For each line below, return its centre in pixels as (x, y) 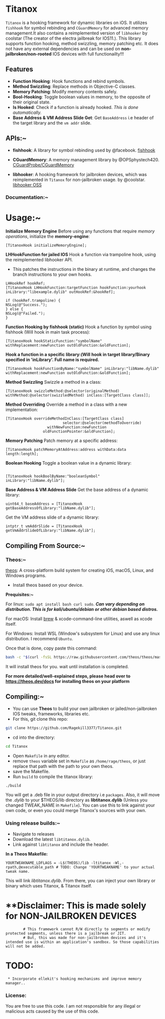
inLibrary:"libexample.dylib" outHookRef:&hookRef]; (60, 292)
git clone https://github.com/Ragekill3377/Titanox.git (64, 728)
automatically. (27, 112)
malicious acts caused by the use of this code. (52, 1011)
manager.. (16, 983)
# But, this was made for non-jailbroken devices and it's (85, 938)
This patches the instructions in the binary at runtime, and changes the (84, 269)
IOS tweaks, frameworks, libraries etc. (51, 714)
